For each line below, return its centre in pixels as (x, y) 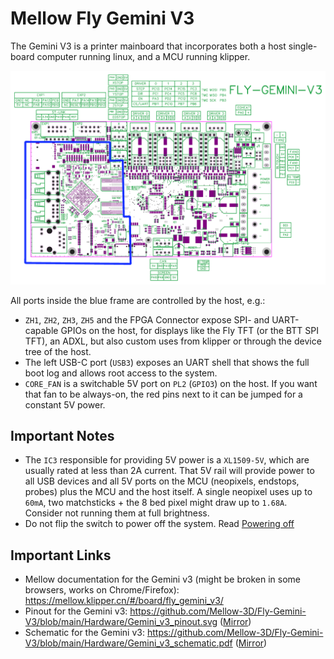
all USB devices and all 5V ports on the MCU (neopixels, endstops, (162, 481)
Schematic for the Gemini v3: (84, 633)
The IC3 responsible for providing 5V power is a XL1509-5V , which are (167, 460)
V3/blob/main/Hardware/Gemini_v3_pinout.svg (121, 622)
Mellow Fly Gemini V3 (102, 18)
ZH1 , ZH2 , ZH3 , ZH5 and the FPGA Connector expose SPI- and (147, 319)
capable (41, 330)
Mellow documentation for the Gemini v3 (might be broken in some (162, 579)
